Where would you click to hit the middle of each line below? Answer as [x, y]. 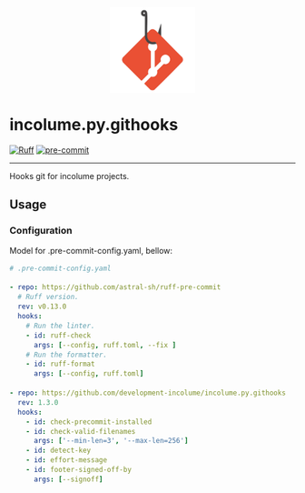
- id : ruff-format [60, 364]
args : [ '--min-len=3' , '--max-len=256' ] [111, 441]
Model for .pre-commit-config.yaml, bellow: [91, 250]
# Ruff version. [48, 297]
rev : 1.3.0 [38, 402]
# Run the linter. [60, 326]
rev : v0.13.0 [42, 307]
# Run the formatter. [66, 355]
